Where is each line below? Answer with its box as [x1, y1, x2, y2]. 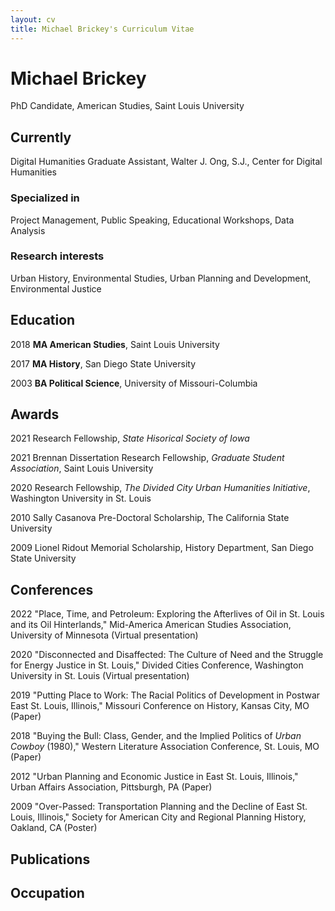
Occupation [10, 885, 85, 902]
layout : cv [10, 14, 56, 25]
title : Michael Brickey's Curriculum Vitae [10, 24, 195, 34]
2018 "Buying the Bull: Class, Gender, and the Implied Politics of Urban [10, 730, 302, 742]
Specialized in [10, 191, 80, 205]
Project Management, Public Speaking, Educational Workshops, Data [10, 214, 295, 226]
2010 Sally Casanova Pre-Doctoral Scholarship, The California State [10, 512, 290, 524]
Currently [10, 129, 72, 146]
